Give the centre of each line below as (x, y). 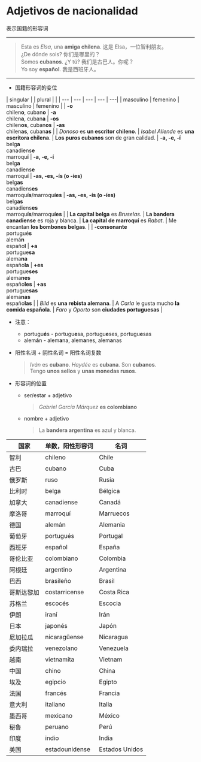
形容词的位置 (31, 383)
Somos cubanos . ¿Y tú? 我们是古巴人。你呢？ (77, 62)
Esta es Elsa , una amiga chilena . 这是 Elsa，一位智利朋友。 (94, 47)
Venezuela (114, 648)
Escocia (110, 603)
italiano (55, 704)
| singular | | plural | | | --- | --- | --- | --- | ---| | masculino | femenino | (93, 99)
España (109, 547)
